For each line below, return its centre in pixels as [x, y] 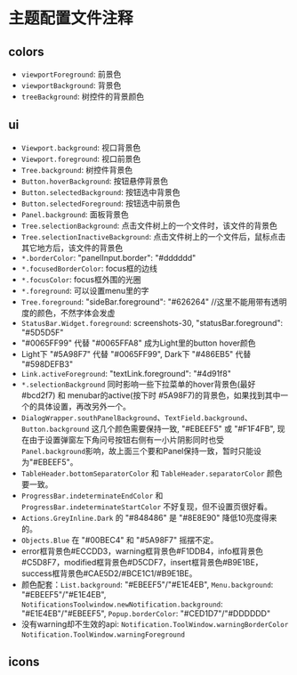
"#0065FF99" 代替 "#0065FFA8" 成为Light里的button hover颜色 [138, 343]
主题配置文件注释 [71, 18]
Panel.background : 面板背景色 [75, 214]
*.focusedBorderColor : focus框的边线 [89, 268]
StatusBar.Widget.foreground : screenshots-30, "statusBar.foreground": [152, 322]
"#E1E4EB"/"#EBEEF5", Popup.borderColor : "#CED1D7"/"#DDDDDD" [146, 613]
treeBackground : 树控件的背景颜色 [83, 96]
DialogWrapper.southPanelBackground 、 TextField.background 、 [136, 417]
